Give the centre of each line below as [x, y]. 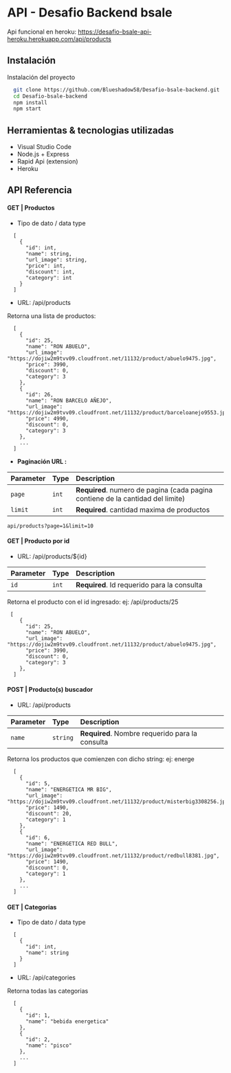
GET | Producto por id [38, 541]
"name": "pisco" [48, 1046]
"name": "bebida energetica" [67, 1021]
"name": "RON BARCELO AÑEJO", [68, 400]
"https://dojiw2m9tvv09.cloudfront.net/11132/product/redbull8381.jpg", [113, 856]
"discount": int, [50, 272]
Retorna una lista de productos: [52, 316]
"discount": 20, [48, 814]
